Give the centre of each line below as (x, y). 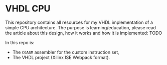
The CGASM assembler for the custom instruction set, (66, 52)
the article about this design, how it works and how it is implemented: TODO (83, 33)
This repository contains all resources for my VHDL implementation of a (79, 22)
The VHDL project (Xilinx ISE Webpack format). (61, 57)
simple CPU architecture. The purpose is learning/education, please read (81, 27)
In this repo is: (20, 42)
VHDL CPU (28, 9)
